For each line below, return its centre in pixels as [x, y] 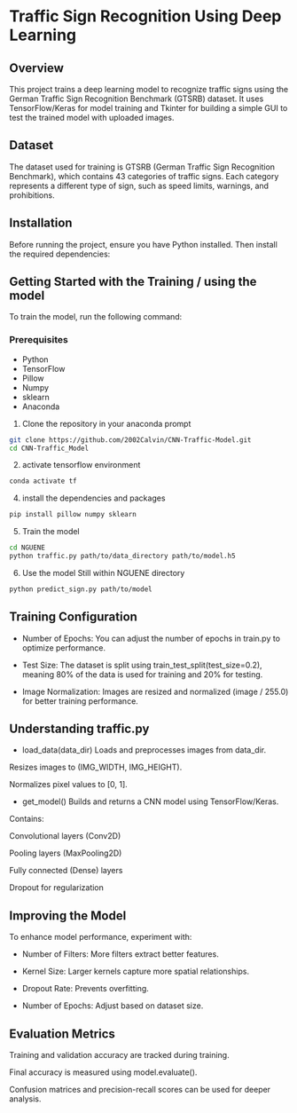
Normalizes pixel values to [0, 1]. [69, 785]
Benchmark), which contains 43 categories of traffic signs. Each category [144, 176]
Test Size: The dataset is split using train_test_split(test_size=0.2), [142, 665]
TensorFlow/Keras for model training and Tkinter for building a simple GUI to [148, 108]
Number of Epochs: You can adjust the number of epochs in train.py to [151, 638]
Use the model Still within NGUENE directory [103, 572]
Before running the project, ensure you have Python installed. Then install [143, 244]
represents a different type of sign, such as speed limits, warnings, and [139, 185]
